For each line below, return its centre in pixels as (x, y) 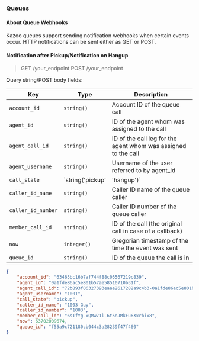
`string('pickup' (85, 180)
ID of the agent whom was (148, 121)
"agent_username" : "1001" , (50, 294)
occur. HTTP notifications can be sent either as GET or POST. (81, 42)
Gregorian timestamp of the (150, 241)
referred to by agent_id (144, 170)
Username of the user (142, 163)
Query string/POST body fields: (44, 80)
